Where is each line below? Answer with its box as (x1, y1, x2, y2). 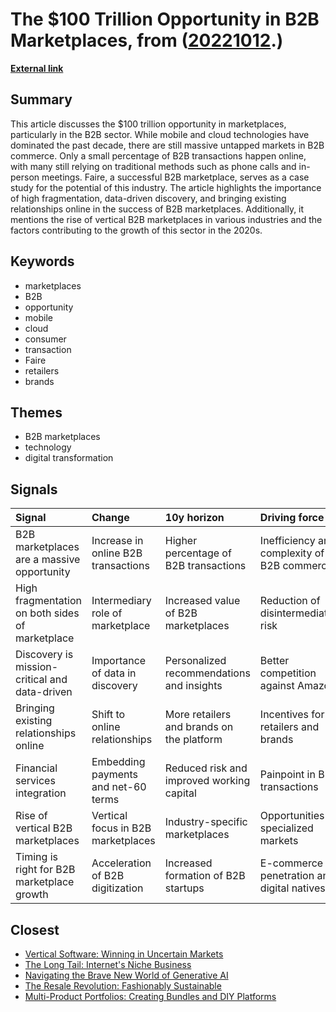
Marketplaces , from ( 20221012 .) (10, 29, 284, 52)
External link (10, 62, 64, 74)
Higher (164, 534, 198, 548)
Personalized (164, 654, 227, 668)
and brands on (164, 720, 234, 734)
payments (91, 768, 138, 782)
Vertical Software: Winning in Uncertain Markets (24, 948, 224, 960)
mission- (15, 660, 59, 674)
